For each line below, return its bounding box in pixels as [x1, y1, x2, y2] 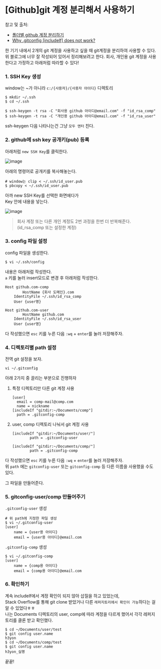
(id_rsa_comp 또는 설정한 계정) [17, 224, 77, 230]
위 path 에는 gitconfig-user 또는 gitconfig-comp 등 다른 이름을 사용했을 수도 [5, 463, 154, 469]
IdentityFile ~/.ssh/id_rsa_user [14, 316, 82, 321]
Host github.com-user [5, 308, 49, 313]
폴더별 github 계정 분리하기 [12, 32, 64, 38]
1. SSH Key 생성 [5, 73, 41, 80]
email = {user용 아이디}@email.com [14, 535, 82, 540]
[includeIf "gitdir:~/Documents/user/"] [12, 431, 95, 436]
